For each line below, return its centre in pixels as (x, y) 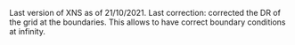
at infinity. (28, 31)
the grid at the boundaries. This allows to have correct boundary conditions (147, 22)
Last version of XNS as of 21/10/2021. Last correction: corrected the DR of (145, 13)
